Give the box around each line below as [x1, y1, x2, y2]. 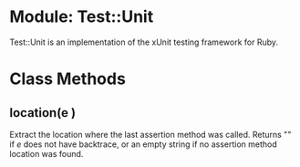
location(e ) [9, 105, 76, 120]
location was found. [9, 148, 84, 159]
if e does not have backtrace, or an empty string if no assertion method [9, 139, 278, 150]
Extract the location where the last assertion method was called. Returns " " [9, 129, 292, 140]
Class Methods [9, 68, 126, 89]
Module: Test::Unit [9, 6, 154, 27]
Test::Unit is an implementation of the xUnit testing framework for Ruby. [9, 37, 279, 47]
